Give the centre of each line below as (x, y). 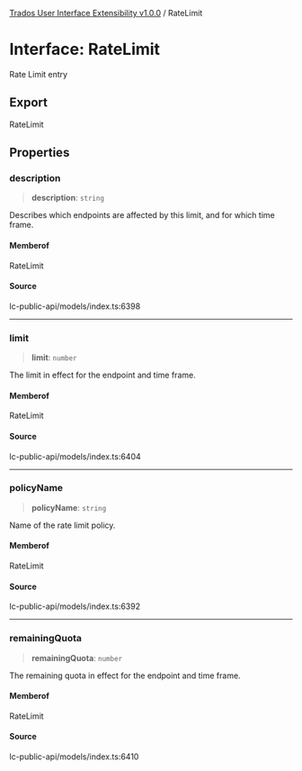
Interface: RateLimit (84, 50)
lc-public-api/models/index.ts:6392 (75, 606)
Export (28, 103)
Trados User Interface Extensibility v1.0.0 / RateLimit (106, 13)
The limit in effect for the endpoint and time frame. (102, 375)
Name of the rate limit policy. (62, 525)
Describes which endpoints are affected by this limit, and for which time (142, 215)
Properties (40, 153)
